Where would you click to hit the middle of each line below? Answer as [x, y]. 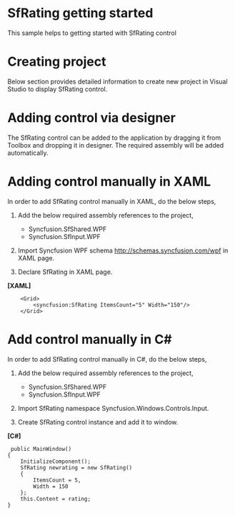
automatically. [28, 153]
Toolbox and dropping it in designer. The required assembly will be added [116, 145]
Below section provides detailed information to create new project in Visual [117, 81]
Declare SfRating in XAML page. [65, 272]
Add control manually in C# [90, 339]
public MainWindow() [41, 449]
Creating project [57, 62]
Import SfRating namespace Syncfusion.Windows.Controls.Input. [113, 408]
